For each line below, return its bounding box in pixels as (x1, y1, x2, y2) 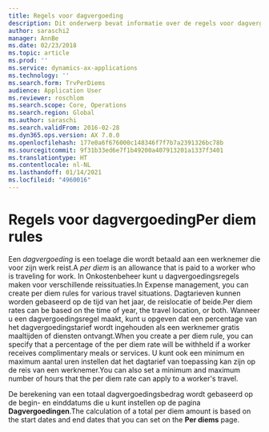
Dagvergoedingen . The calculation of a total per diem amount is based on (8, 406, 251, 416)
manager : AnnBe (8, 34, 59, 43)
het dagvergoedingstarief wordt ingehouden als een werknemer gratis (8, 322, 240, 332)
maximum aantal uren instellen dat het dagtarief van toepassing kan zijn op (8, 357, 256, 366)
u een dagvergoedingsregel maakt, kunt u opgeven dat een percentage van (8, 314, 258, 324)
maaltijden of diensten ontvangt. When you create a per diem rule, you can (8, 331, 254, 340)
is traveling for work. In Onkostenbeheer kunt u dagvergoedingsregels (8, 271, 240, 281)
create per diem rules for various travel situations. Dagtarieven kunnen (8, 288, 242, 298)
